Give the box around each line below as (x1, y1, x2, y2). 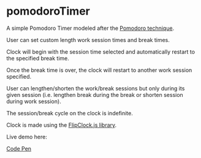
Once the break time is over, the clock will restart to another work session (6, 66, 192, 74)
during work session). (6, 98, 61, 105)
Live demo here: (6, 133, 48, 140)
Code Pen (6, 145, 32, 152)
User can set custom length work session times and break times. (6, 36, 170, 43)
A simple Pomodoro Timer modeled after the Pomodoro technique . (6, 24, 175, 32)
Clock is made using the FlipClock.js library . (6, 121, 117, 129)
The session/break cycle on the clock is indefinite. (6, 109, 133, 117)
